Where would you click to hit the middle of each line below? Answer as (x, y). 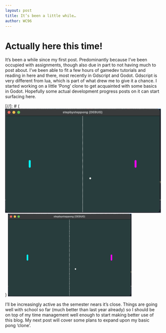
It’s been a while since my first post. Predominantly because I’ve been (76, 60)
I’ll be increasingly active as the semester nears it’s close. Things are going (81, 304)
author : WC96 (19, 21)
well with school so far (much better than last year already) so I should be (80, 310)
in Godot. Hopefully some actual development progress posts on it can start (82, 91)
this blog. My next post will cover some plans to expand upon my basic (77, 320)
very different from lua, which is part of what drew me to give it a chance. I (81, 81)
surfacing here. (21, 97)
